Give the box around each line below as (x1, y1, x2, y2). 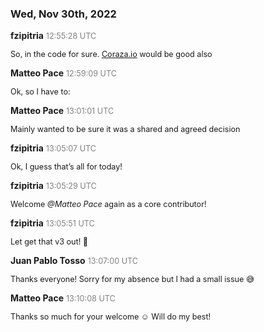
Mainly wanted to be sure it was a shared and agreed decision (10, 124, 241, 135)
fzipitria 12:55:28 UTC (10, 30, 97, 42)
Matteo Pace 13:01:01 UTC (10, 105, 115, 117)
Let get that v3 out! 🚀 (10, 237, 89, 247)
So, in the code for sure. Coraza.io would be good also (10, 49, 213, 60)
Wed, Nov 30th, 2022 (10, 7, 117, 21)
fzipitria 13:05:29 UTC (10, 180, 97, 192)
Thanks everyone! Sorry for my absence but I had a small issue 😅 (10, 274, 255, 285)
